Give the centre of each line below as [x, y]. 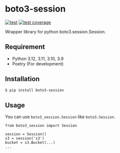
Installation [22, 79]
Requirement [25, 47]
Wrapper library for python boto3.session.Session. [55, 31]
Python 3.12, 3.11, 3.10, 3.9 [38, 59]
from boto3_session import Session [41, 126]
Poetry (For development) [38, 63]
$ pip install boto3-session [34, 90]
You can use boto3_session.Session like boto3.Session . [60, 117]
